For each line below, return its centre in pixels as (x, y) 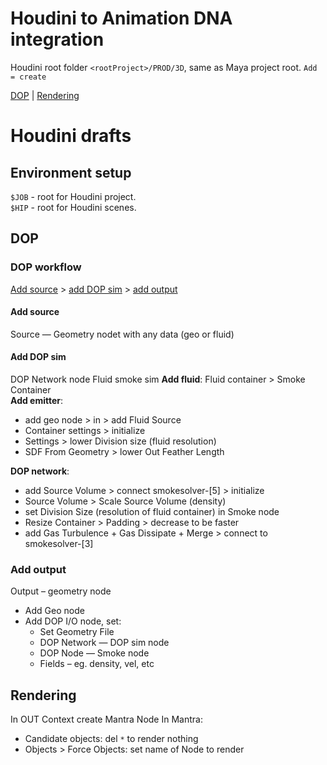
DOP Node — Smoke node (94, 653)
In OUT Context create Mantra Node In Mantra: (106, 719)
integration (57, 39)
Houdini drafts (71, 136)
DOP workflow (46, 267)
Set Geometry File (77, 632)
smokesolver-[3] (59, 544)
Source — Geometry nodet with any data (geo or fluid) (122, 334)
